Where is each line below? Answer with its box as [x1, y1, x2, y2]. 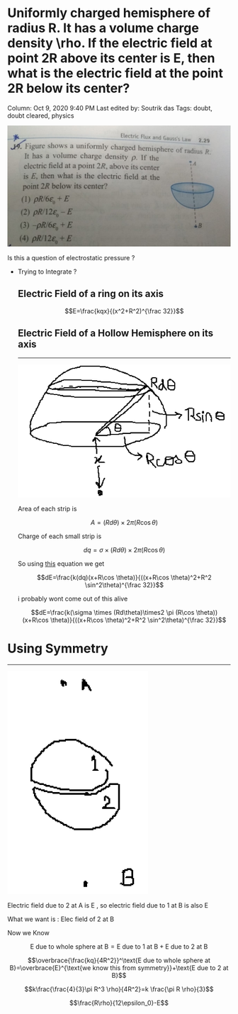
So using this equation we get [17, 559, 105, 568]
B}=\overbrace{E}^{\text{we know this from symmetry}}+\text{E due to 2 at [9, 963, 229, 972]
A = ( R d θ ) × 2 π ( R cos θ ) [90, 518, 158, 526]
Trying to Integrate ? [17, 267, 77, 276]
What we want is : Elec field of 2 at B [7, 915, 115, 923]
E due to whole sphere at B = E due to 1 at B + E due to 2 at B [30, 942, 208, 951]
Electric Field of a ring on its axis [17, 288, 164, 300]
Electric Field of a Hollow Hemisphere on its [17, 328, 214, 340]
